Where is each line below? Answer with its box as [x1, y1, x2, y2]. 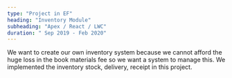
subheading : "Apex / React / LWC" [7, 23, 107, 30]
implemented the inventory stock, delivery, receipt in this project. [7, 63, 193, 71]
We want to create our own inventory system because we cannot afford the [7, 48, 223, 57]
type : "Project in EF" [7, 10, 73, 17]
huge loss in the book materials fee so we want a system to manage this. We [7, 56, 226, 64]
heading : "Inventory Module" [7, 17, 91, 23]
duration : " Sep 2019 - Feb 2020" [7, 29, 107, 37]
